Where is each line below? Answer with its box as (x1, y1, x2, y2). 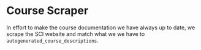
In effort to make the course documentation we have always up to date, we (6, 24, 195, 31)
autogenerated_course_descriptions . (6, 37, 99, 44)
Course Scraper (6, 4, 89, 18)
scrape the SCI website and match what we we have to (6, 30, 145, 37)
